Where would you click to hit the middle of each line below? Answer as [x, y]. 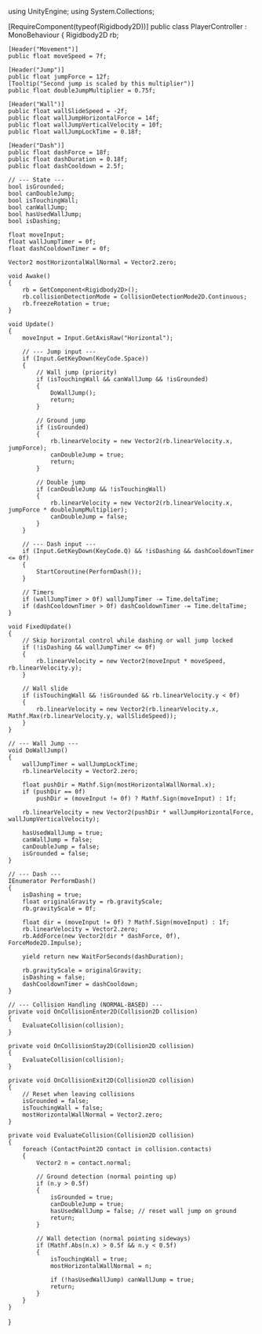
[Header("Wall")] [36, 104]
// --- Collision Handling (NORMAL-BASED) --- [86, 1005]
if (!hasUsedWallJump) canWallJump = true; [122, 1280]
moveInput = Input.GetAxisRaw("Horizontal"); [98, 338]
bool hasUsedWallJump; [45, 214]
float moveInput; [36, 235]
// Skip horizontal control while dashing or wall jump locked [128, 640]
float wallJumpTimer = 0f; [52, 242]
